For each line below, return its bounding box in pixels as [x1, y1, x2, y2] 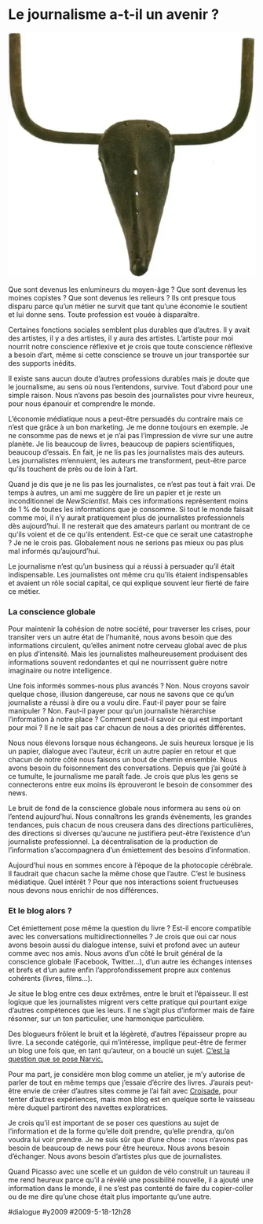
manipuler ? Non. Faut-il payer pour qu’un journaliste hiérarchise [8, 706, 217, 716]
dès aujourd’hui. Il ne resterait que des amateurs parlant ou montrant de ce [8, 522, 250, 531]
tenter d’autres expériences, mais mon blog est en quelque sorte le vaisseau [8, 1094, 255, 1104]
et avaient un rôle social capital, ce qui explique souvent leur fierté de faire [8, 578, 250, 588]
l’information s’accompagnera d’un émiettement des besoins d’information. [8, 846, 250, 855]
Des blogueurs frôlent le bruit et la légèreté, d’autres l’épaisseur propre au [8, 1029, 247, 1038]
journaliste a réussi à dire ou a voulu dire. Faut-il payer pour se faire [8, 698, 227, 707]
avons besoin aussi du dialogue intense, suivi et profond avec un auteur [8, 940, 241, 949]
